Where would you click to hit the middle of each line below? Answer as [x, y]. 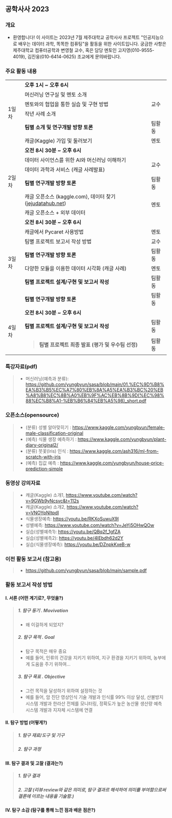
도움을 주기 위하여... [51, 664]
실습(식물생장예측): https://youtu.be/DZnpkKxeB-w [78, 544]
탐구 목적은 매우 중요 [46, 651]
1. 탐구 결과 [29, 776]
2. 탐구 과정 [29, 749]
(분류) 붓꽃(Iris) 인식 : [47, 451]
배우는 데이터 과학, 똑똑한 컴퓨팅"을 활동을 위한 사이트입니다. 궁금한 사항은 [92, 44]
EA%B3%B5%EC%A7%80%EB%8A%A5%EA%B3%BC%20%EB [94, 390]
